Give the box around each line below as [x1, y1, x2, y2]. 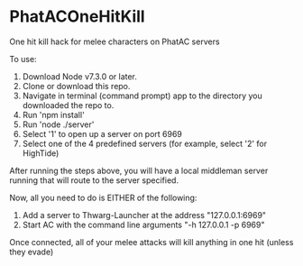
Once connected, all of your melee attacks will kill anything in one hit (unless [9, 236, 294, 247]
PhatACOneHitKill [9, 6, 146, 27]
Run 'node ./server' [22, 119, 95, 130]
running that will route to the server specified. [9, 174, 179, 186]
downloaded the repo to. [22, 99, 115, 110]
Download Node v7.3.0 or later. [22, 70, 138, 82]
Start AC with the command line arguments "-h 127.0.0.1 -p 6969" [22, 219, 265, 230]
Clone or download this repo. [22, 80, 131, 91]
